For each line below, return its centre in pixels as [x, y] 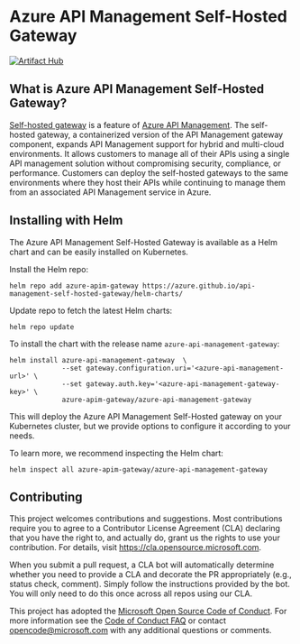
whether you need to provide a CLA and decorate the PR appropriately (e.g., [151, 575]
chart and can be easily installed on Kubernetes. [99, 252]
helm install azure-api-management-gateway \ [98, 360]
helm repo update [42, 327]
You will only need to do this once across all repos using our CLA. [131, 593]
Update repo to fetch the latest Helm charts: [91, 310]
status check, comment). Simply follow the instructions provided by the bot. [150, 584]
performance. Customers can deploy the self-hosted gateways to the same [149, 172]
